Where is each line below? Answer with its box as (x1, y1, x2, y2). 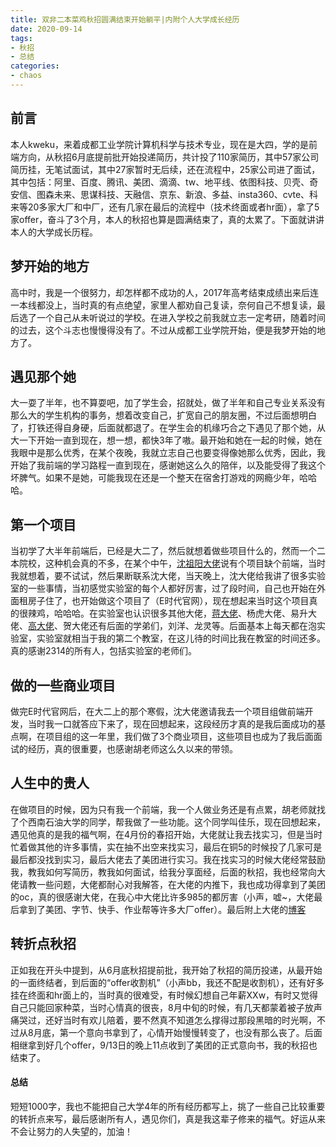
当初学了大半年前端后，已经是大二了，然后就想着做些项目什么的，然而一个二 (10, 545, 326, 557)
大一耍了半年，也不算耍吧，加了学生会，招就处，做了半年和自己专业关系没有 (10, 397, 326, 409)
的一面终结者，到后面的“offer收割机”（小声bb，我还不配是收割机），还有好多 (10, 976, 325, 988)
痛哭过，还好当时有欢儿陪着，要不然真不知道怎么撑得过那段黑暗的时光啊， (10, 1014, 317, 1026)
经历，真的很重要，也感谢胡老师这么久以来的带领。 (27, 742, 238, 755)
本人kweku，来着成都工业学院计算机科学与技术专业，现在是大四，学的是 (10, 138, 310, 150)
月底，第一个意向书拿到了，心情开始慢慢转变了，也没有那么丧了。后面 (33, 1026, 323, 1038)
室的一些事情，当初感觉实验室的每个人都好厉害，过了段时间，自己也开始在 (10, 582, 317, 595)
